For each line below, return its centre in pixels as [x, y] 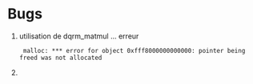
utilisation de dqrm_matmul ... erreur [79, 36]
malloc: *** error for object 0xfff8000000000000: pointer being [134, 50]
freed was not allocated [60, 58]
